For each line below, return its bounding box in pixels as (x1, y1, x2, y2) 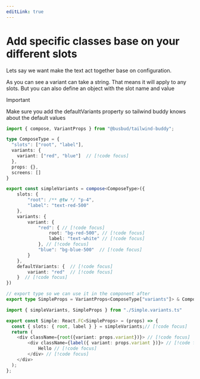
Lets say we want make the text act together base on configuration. (6, 67, 172, 74)
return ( (11, 329, 33, 335)
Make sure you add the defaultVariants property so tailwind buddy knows (6, 108, 186, 115)
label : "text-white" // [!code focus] (48, 236, 145, 242)
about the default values (6, 114, 66, 121)
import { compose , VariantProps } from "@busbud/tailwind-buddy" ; (6, 126, 174, 132)
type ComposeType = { (6, 136, 60, 142)
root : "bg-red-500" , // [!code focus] (48, 230, 145, 236)
